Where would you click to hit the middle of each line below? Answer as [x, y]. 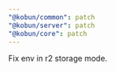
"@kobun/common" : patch [52, 17]
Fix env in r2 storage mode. [58, 59]
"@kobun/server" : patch [52, 25]
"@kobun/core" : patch [48, 33]
